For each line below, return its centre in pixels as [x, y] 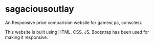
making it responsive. [27, 37]
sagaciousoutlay [40, 9]
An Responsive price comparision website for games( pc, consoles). [74, 22]
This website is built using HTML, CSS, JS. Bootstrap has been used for [77, 32]
